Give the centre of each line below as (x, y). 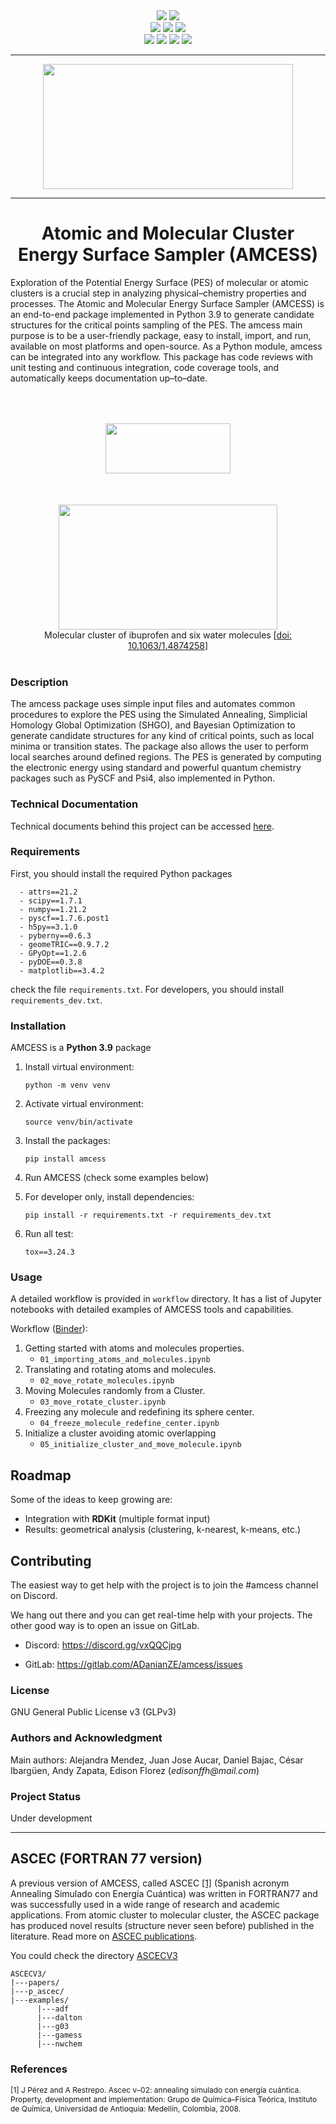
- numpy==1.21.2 (53, 909)
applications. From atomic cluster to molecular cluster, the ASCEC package (165, 1915)
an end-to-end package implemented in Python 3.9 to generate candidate (162, 314)
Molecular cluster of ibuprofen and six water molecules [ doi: (168, 635)
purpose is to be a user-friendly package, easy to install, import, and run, (161, 335)
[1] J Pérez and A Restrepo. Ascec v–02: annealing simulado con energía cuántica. (156, 2090)
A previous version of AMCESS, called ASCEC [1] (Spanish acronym (150, 1883)
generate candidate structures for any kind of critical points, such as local (162, 736)
